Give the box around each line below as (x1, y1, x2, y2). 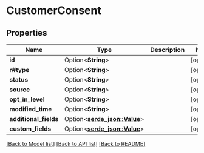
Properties (6, 28, 47, 38)
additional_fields (9, 115, 59, 123)
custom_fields (9, 125, 52, 133)
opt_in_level (9, 95, 45, 103)
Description (150, 46, 185, 54)
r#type (9, 66, 30, 74)
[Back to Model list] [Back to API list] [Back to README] (6, 140, 146, 147)
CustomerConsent (6, 4, 101, 18)
